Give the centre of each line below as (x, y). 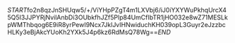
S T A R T (17, 10)
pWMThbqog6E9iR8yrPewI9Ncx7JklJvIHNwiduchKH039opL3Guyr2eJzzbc (116, 25)
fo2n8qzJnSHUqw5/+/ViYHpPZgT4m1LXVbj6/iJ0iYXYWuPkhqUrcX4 (127, 10)
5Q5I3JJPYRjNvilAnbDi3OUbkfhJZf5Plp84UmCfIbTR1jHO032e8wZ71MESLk (117, 17)
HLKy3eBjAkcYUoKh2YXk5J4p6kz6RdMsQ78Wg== (83, 32)
